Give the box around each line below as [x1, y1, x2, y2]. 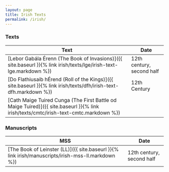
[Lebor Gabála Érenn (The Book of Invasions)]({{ [8, 55, 122, 62]
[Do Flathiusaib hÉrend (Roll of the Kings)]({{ [8, 76, 114, 83]
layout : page [5, 7, 33, 13]
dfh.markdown [8, 88, 42, 95]
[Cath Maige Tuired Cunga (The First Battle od [8, 96, 117, 103]
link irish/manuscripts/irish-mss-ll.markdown [8, 152, 116, 159]
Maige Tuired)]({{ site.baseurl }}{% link [8, 103, 100, 110]
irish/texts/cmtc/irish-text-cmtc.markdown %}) [8, 109, 121, 116]
